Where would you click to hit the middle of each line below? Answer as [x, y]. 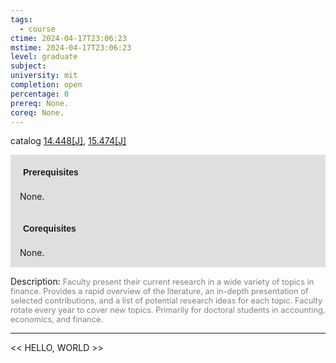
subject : [28, 66]
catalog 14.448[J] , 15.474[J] [68, 141]
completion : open [46, 85]
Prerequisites [51, 172]
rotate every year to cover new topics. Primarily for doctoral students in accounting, [168, 310]
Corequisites [50, 229]
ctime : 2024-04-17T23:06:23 [69, 38]
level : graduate [44, 57]
